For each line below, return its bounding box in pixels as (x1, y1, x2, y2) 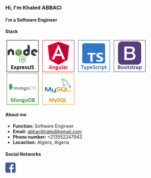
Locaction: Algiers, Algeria (12, 139, 70, 145)
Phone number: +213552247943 (12, 134, 83, 140)
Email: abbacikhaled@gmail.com (12, 128, 82, 134)
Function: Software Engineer (12, 123, 74, 129)
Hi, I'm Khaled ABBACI (5, 4, 62, 11)
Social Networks (5, 151, 41, 157)
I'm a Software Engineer (5, 17, 58, 23)
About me (5, 112, 27, 118)
